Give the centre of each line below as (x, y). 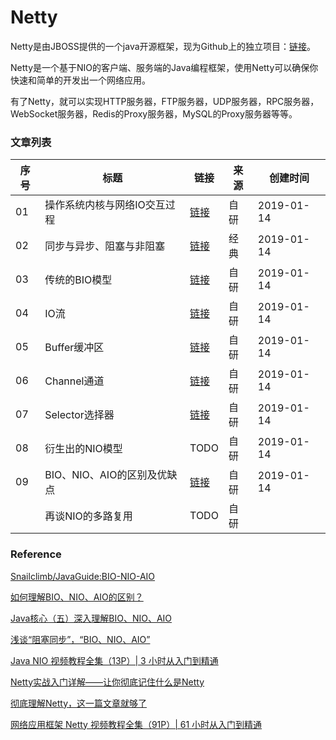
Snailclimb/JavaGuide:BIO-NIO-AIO (83, 576)
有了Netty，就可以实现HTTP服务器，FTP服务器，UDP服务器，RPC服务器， (165, 101)
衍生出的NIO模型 (83, 449)
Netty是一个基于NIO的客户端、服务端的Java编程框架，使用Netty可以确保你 (164, 67)
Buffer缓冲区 (74, 348)
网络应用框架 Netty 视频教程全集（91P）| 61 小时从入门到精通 (136, 724)
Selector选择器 (79, 415)
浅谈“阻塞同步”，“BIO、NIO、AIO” (80, 639)
